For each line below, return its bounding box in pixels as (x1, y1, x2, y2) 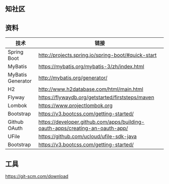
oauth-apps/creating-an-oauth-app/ (38, 125, 128, 132)
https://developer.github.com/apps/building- (38, 118, 145, 126)
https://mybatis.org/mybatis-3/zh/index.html (38, 63, 144, 70)
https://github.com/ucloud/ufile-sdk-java (38, 133, 137, 140)
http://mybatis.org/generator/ (38, 75, 108, 82)
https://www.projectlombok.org (38, 102, 113, 109)
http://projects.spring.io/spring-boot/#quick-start (38, 52, 157, 59)
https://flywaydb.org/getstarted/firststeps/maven (38, 94, 154, 101)
